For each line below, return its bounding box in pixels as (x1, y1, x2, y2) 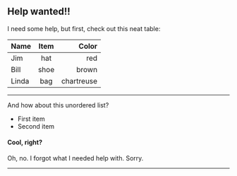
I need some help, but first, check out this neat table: (7, 24, 161, 33)
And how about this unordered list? (7, 100, 109, 109)
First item (17, 115, 45, 123)
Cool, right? (7, 138, 42, 147)
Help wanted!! (7, 6, 71, 18)
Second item (17, 122, 55, 130)
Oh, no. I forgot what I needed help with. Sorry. (7, 154, 144, 163)
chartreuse (61, 76, 97, 86)
